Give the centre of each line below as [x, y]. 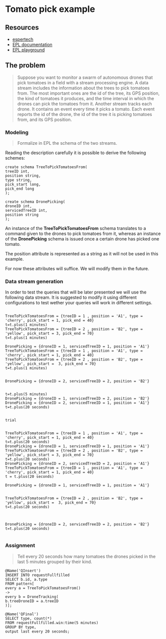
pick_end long [20, 189]
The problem [25, 65]
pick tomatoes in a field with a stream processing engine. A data [83, 82]
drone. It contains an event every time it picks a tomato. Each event [86, 109]
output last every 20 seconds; [37, 631]
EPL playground [28, 50]
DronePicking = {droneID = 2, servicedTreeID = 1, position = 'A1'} [77, 403]
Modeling [17, 132]
